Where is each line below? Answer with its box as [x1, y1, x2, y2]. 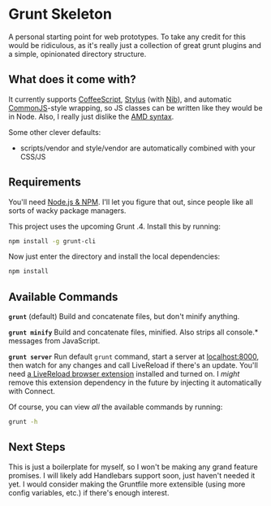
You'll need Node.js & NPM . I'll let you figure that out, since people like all [8, 197, 253, 207]
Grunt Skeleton [8, 5, 112, 24]
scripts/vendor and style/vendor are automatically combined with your [19, 143, 256, 153]
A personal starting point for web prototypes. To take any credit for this [8, 32, 246, 41]
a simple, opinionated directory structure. [8, 49, 147, 59]
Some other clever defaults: [8, 127, 101, 137]
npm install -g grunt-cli [8, 237, 96, 245]
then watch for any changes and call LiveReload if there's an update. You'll [8, 360, 258, 370]
